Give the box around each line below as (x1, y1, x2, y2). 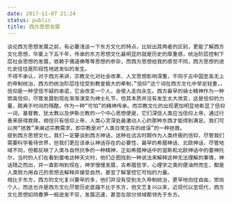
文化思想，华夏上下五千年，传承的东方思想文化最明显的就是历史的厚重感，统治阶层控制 (7, 51, 219, 58)
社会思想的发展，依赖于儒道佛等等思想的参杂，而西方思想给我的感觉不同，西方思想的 (12, 58, 219, 65)
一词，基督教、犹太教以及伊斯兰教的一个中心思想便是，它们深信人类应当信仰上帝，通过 (7, 110, 219, 117)
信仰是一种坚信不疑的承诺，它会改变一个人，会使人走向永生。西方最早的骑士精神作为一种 (7, 88, 224, 95)
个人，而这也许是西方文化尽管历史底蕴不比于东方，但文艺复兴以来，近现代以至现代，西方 (7, 184, 224, 191)
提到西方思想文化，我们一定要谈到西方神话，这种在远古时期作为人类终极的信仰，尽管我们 (7, 132, 224, 139)
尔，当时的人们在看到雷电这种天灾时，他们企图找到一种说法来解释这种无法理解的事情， (7, 155, 219, 162)
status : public (7, 17, 51, 24)
